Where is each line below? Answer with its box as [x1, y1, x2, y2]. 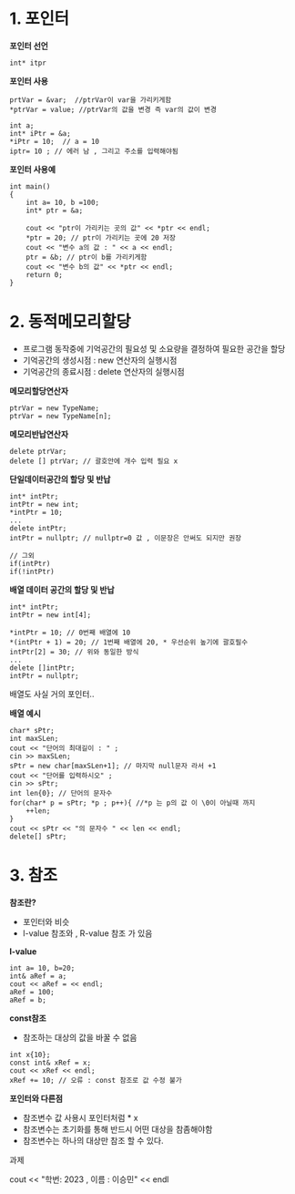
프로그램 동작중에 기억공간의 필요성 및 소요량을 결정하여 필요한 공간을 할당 [22, 343, 286, 354]
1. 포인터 [9, 8, 70, 29]
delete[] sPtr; [9, 831, 67, 841]
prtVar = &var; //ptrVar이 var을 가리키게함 [9, 95, 172, 105]
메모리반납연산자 [9, 428, 69, 439]
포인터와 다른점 [9, 1093, 64, 1104]
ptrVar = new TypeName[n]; [9, 411, 112, 420]
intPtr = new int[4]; [9, 610, 92, 620]
